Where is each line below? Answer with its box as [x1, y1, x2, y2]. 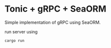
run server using [4, 29, 38, 34]
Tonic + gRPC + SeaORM [4, 3, 107, 15]
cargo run [4, 38, 25, 43]
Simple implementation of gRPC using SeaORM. [4, 19, 101, 25]
